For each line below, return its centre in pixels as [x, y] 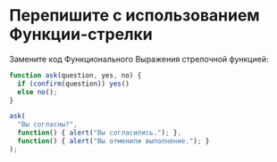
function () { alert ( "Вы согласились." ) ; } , [99, 133]
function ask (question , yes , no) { [76, 75]
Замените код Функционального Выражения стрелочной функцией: [139, 59]
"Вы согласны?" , [47, 125]
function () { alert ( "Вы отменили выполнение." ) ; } [113, 142]
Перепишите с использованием [135, 16]
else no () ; [38, 92]
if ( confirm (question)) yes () [73, 84]
